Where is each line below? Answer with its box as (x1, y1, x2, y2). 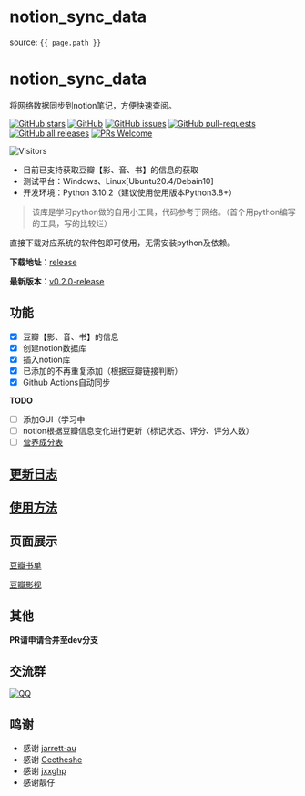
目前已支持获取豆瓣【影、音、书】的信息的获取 (22, 164, 198, 175)
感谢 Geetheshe (22, 754, 83, 765)
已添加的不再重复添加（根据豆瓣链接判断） (22, 365, 183, 376)
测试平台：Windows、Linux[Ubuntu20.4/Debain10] (22, 175, 214, 186)
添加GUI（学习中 (22, 414, 86, 425)
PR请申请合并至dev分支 (9, 634, 98, 645)
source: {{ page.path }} (9, 36, 102, 47)
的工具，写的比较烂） (31, 217, 112, 229)
